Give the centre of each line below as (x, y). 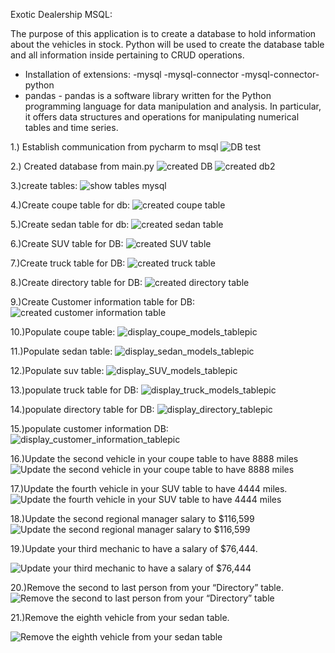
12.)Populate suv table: (57, 370)
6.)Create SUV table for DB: (67, 243)
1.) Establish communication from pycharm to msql (114, 147)
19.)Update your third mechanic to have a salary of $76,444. (134, 548)
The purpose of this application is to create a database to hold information (163, 33)
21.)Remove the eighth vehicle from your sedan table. (120, 617)
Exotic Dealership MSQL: (61, 14)
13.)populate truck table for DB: (74, 390)
